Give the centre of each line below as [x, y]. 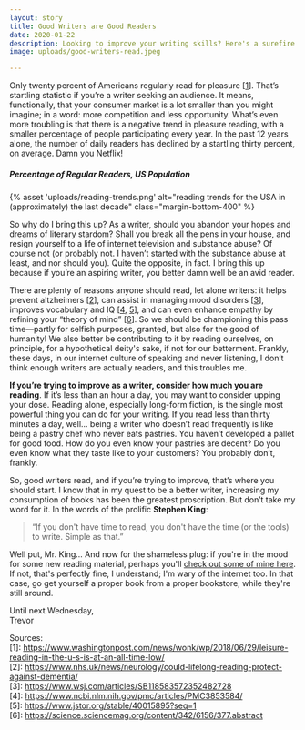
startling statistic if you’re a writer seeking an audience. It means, [132, 96]
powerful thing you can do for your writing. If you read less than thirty [140, 414]
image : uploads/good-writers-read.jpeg [85, 52]
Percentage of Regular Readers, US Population [100, 174]
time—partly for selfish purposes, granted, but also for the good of [134, 330]
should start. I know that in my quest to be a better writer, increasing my [144, 490]
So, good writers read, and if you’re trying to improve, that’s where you [142, 481]
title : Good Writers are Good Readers [83, 26]
